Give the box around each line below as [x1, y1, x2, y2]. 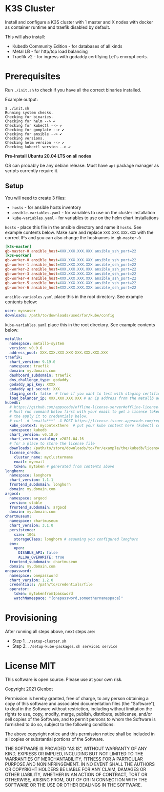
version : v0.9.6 [9, 345, 42, 350]
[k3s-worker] [5, 253, 32, 258]
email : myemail [14, 459, 45, 464]
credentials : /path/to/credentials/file [9, 582, 93, 587]
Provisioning [5, 612, 58, 624]
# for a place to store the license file [9, 441, 95, 446]
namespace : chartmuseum [9, 519, 58, 523]
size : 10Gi [14, 532, 36, 537]
